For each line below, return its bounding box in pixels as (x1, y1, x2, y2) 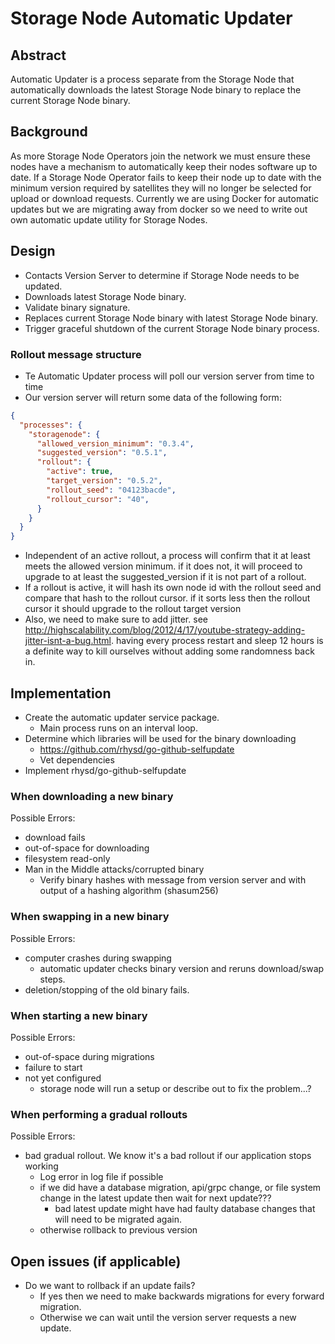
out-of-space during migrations (24, 1050, 155, 1062)
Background (10, 123, 88, 141)
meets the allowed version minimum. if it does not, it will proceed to (24, 560, 303, 572)
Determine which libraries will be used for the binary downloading (24, 732, 297, 744)
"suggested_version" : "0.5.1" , (36, 448, 168, 458)
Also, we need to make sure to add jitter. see (24, 613, 208, 626)
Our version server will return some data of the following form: (24, 391, 282, 403)
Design (10, 243, 56, 260)
